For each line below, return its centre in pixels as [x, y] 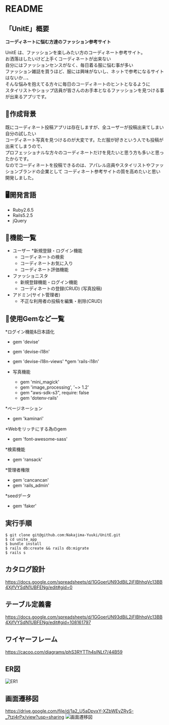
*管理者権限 [18, 470]
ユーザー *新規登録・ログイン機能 [47, 251]
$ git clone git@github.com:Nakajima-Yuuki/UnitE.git [63, 535]
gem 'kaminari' [28, 419]
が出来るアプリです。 [27, 97]
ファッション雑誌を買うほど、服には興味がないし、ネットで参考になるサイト [85, 71]
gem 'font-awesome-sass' [40, 439]
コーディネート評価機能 [44, 270]
